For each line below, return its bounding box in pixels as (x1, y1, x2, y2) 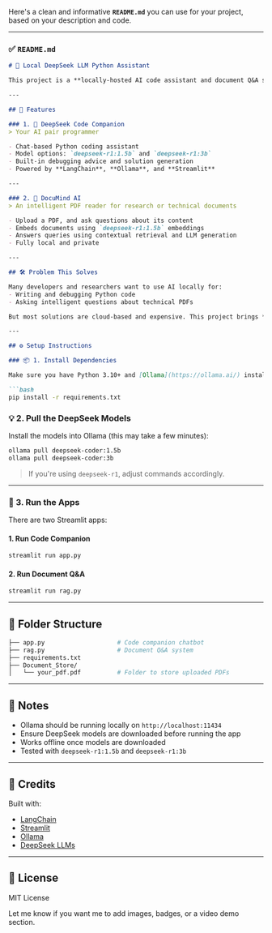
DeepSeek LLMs (19, 840, 75, 850)
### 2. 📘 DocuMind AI (8, 194, 82, 202)
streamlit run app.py (8, 551, 82, 560)
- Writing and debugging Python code (8, 290, 136, 298)
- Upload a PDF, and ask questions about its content (8, 216, 194, 225)
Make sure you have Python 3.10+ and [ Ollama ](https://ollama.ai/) (8, 371, 241, 379)
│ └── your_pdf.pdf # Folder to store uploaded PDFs (8, 669, 230, 677)
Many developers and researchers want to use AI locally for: (8, 283, 223, 291)
